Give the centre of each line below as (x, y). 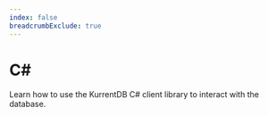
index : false (33, 17)
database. (28, 104)
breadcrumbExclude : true (55, 26)
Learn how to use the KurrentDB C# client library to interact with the (134, 95)
